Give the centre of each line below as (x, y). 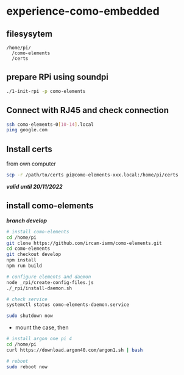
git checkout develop (34, 255)
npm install (21, 260)
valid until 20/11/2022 (34, 186)
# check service (27, 299)
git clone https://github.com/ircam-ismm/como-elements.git (84, 243)
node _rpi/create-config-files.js (50, 282)
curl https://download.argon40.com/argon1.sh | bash (75, 350)
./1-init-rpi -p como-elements (46, 91)
